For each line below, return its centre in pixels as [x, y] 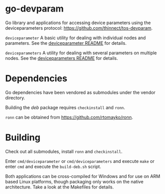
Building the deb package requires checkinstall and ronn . [65, 107]
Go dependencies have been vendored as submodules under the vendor [80, 92]
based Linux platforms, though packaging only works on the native [74, 181]
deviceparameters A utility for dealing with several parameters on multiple [81, 53]
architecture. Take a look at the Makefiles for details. [60, 187]
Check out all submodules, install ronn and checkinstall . [64, 151]
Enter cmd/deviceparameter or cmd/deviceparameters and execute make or [80, 161]
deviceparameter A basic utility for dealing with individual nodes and [75, 38]
